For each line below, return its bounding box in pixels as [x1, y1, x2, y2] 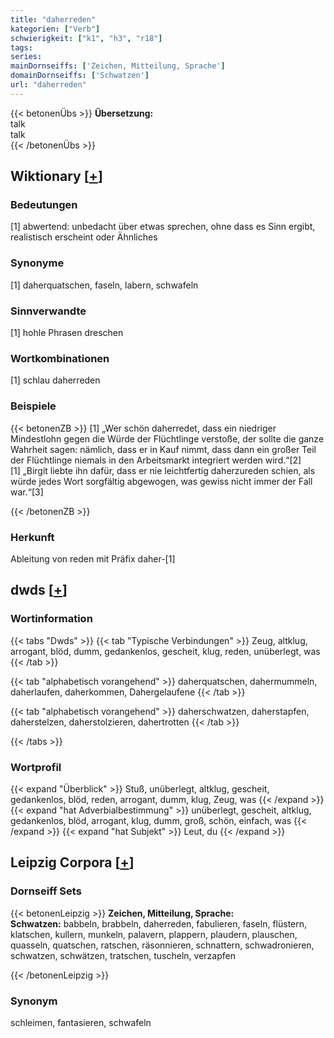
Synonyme [10, 256, 65, 270]
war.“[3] [10, 486, 44, 498]
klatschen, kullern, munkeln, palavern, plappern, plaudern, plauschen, [10, 928, 298, 940]
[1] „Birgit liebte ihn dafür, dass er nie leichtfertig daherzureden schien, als [10, 464, 316, 476]
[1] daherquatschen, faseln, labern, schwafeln [10, 279, 199, 291]
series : [10, 52, 43, 62]
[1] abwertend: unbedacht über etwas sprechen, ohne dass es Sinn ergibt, [10, 221, 316, 233]
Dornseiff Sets [10, 884, 82, 898]
